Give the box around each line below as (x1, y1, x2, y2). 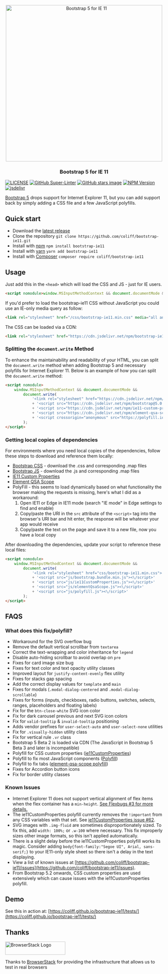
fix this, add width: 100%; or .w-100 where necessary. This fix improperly (12, 827, 163, 833)
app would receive (19, 521, 58, 527)
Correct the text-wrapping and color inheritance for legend (12, 649, 133, 655)
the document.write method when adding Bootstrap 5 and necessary (5, 362, 146, 368)
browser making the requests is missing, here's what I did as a (12, 489, 141, 495)
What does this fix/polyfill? (5, 627, 72, 634)
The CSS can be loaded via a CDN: (5, 324, 77, 330)
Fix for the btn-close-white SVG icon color (12, 708, 100, 714)
